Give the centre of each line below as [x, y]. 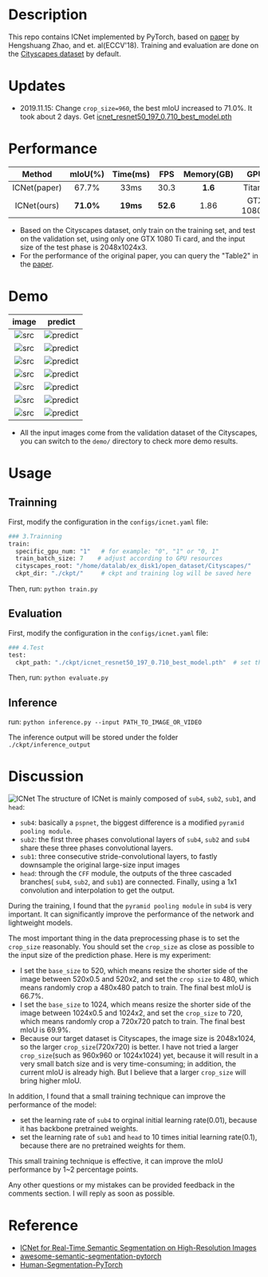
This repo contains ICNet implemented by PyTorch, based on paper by [124, 37]
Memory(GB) [208, 174]
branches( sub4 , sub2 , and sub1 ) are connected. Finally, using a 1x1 [128, 882]
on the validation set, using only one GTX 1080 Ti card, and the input [132, 238]
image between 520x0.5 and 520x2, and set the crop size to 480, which [139, 979]
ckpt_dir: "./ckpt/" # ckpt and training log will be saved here [133, 573]
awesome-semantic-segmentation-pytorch [91, 1256]
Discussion [46, 776]
